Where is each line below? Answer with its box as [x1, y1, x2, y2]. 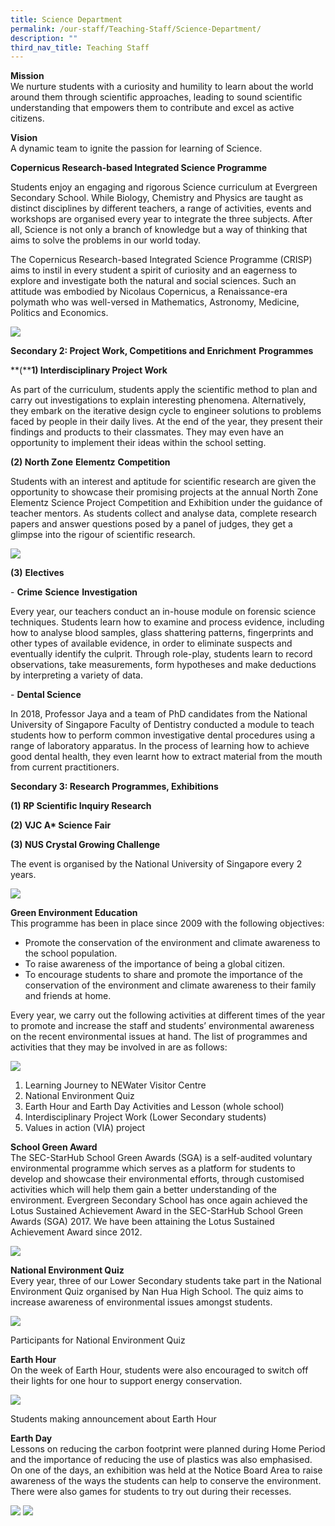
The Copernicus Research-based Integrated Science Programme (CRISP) [10, 254, 313, 266]
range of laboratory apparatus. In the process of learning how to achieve [10, 740, 310, 752]
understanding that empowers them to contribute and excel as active [10, 102, 295, 114]
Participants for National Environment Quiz [10, 1334, 186, 1346]
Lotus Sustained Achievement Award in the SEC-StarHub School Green [10, 1205, 304, 1217]
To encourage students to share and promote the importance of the [24, 969, 303, 981]
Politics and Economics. [10, 307, 109, 319]
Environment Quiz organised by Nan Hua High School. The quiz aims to [10, 1286, 304, 1298]
